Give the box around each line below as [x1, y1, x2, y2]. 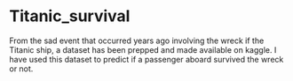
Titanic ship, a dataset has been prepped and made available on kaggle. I [9, 44, 277, 55]
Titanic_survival [9, 6, 131, 26]
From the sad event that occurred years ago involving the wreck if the [9, 35, 265, 46]
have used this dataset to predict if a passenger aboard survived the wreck [9, 54, 284, 64]
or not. [9, 63, 34, 74]
